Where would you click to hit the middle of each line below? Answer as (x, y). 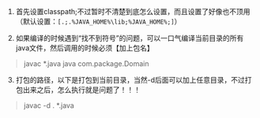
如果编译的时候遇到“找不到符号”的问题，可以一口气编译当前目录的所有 (130, 38)
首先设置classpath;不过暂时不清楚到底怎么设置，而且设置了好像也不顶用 (133, 11)
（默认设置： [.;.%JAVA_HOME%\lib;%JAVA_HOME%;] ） (98, 21)
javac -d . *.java (49, 105)
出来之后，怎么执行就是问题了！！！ (81, 90)
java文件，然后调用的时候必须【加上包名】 (85, 48)
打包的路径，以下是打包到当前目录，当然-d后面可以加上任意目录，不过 (130, 80)
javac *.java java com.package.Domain (86, 64)
